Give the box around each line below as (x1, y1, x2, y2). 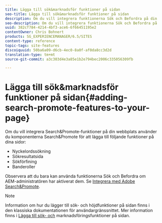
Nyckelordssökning (12, 148, 51, 154)
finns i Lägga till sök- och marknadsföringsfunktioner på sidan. (5, 213, 130, 219)
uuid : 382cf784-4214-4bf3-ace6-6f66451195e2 (5, 25, 97, 30)
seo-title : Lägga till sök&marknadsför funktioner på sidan (5, 12, 130, 16)
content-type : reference (5, 39, 55, 44)
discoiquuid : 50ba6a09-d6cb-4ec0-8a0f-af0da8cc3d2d (5, 48, 112, 52)
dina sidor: (5, 139, 27, 145)
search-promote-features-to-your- (5, 102, 150, 113)
